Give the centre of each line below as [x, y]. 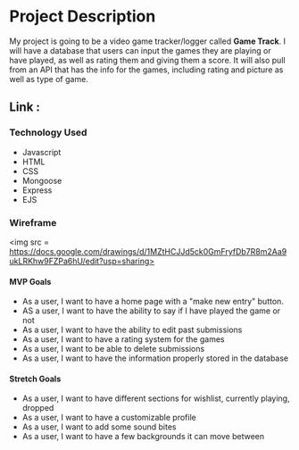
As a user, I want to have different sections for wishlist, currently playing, [156, 398]
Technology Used [48, 133]
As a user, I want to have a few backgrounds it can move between [143, 437]
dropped [38, 408]
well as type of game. [49, 79]
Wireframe [33, 222]
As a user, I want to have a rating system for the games [123, 339]
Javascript [42, 152]
